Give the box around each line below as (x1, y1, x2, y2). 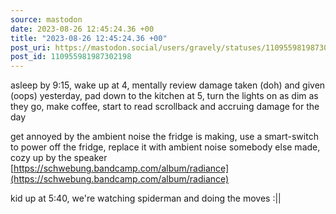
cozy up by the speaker (10, 152, 108, 164)
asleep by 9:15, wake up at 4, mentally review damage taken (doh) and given (10, 79, 326, 91)
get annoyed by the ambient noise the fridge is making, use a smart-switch (10, 131, 319, 143)
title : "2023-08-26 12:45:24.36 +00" (10, 33, 168, 43)
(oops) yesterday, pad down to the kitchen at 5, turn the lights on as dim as (10, 90, 319, 102)
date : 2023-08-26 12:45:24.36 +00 (10, 24, 155, 34)
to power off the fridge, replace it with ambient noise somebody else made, (10, 141, 321, 153)
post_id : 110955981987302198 (10, 52, 132, 62)
